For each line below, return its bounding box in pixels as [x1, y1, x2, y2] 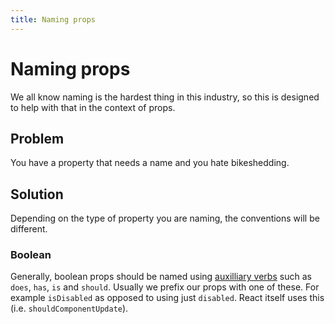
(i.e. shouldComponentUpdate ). [10, 302, 129, 315]
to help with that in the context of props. [10, 101, 176, 113]
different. [10, 223, 48, 235]
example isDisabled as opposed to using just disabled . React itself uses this [10, 292, 325, 304]
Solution [10, 186, 64, 203]
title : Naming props [10, 14, 97, 25]
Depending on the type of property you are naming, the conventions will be [10, 212, 320, 225]
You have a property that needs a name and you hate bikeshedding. [10, 157, 290, 169]
